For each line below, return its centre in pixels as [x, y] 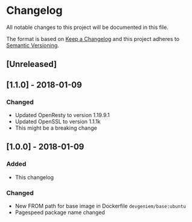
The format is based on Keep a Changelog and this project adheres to [93, 39]
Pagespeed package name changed [60, 212]
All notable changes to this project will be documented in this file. [88, 27]
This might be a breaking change [56, 128]
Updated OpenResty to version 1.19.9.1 [62, 115]
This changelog [34, 177]
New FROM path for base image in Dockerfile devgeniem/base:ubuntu [100, 206]
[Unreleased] [32, 64]
